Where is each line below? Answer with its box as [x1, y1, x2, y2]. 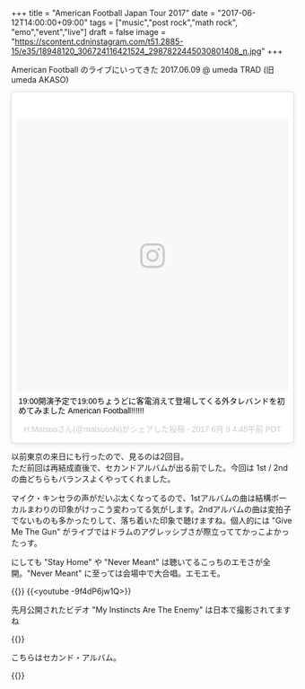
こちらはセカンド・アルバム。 [11, 652, 121, 663]
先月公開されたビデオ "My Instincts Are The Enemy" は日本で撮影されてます [11, 605, 292, 614]
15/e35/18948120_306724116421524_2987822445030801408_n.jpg [11, 46, 262, 57]
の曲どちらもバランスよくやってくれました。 [11, 473, 176, 484]
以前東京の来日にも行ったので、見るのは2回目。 [11, 451, 188, 462]
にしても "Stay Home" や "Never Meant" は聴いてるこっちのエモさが [11, 557, 264, 567]
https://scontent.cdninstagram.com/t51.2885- [14, 36, 184, 47]
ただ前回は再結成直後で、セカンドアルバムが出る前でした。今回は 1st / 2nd [11, 463, 289, 473]
